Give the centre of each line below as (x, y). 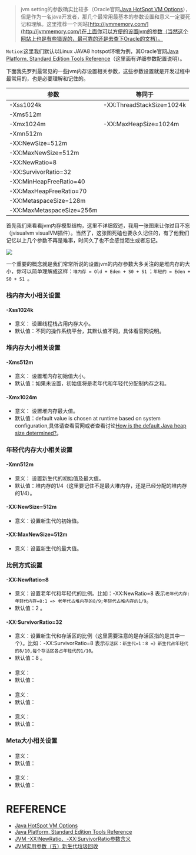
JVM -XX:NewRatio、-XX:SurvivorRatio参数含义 (73, 839)
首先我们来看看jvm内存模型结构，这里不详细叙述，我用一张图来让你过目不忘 (98, 226)
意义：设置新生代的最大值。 (48, 548)
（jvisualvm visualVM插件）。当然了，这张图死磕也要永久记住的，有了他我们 (98, 233)
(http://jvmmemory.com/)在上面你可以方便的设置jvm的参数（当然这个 (104, 31)
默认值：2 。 (30, 608)
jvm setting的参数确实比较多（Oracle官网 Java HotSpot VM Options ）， (106, 9)
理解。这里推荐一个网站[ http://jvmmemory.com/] (90, 24)
